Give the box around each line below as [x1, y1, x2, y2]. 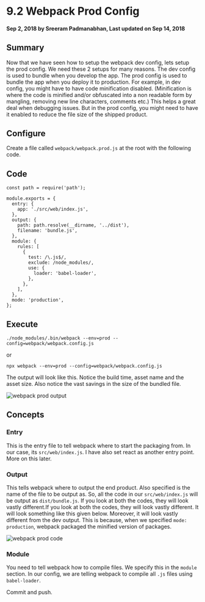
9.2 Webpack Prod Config [6, 4, 140, 18]
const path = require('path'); [6, 185, 86, 191]
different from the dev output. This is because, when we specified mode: [6, 517, 187, 524]
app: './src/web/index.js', [17, 206, 88, 212]
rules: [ [17, 244, 40, 250]
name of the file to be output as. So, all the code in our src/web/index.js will [6, 490, 198, 498]
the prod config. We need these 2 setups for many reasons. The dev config [6, 65, 196, 73]
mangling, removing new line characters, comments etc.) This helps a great [6, 98, 196, 105]
